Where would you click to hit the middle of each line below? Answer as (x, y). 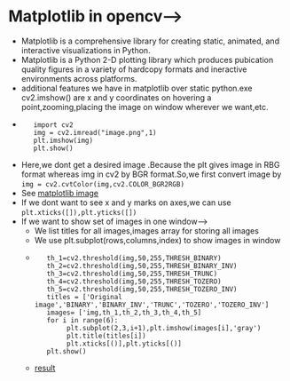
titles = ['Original (85, 297)
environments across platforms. (79, 78)
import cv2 (53, 125)
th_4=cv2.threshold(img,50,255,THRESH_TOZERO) (134, 282)
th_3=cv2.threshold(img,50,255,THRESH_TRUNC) (132, 274)
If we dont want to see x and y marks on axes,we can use (126, 202)
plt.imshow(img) (63, 140)
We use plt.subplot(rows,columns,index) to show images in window (157, 240)
